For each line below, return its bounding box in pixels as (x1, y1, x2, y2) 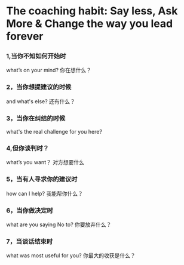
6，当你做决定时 (6, 206, 54, 214)
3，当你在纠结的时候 (6, 114, 66, 122)
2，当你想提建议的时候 (6, 83, 72, 91)
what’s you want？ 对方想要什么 (6, 159, 85, 166)
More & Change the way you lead (6, 17, 173, 30)
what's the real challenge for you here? (6, 128, 103, 135)
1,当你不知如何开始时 (6, 52, 66, 60)
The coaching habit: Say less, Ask (6, 4, 178, 18)
